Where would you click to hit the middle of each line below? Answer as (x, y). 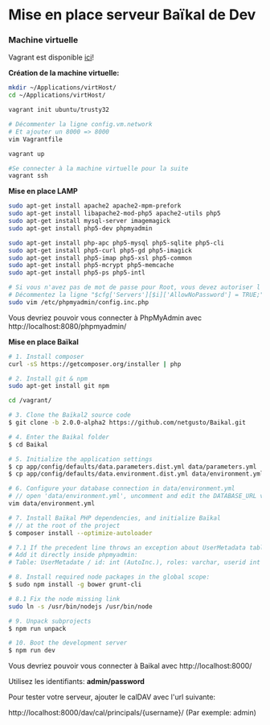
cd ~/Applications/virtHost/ (57, 95)
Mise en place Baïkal (43, 342)
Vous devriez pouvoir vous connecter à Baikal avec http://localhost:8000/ (130, 666)
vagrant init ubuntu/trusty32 (59, 110)
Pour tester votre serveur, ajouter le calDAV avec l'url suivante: (112, 697)
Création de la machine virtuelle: (64, 73)
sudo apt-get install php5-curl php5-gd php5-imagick (100, 250)
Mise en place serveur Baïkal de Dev (132, 15)
